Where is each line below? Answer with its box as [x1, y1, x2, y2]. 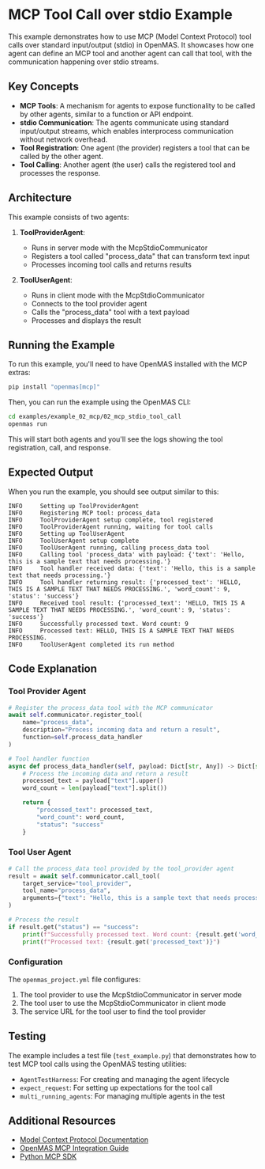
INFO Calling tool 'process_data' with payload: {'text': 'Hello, [8, 550, 245, 559]
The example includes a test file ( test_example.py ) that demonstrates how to [8, 1050, 256, 1060]
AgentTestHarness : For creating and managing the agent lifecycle [19, 1074, 230, 1084]
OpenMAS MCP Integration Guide [19, 1144, 129, 1153]
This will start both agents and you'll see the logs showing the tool [8, 435, 223, 444]
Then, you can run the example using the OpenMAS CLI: [8, 397, 192, 407]
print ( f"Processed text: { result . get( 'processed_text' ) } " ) [22, 938, 221, 946]
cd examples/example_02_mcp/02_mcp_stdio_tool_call [8, 413, 181, 421]
